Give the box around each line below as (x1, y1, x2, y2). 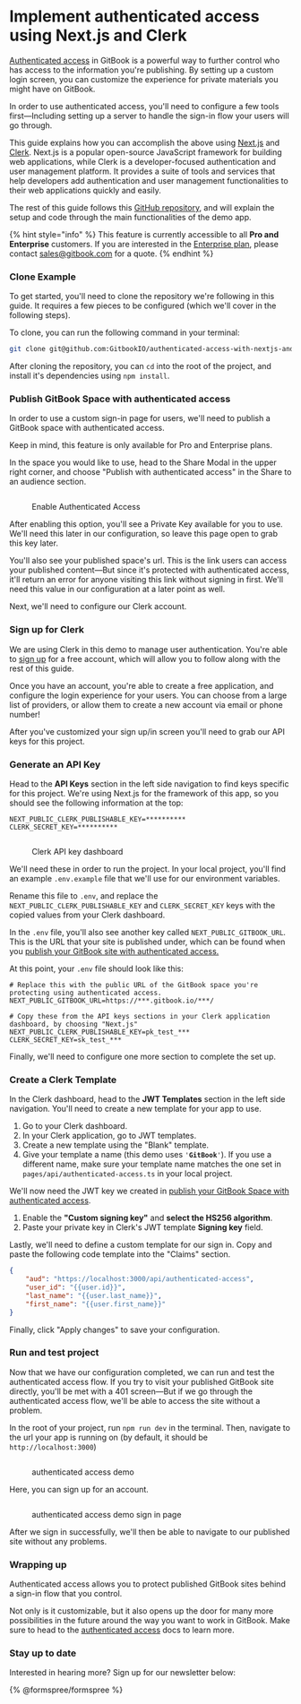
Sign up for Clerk (9, 624, 85, 636)
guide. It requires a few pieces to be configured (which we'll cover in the (9, 300, 277, 311)
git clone (9, 345, 47, 354)
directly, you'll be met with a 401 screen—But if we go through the (9, 1386, 254, 1397)
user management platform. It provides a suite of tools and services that (9, 166, 276, 176)
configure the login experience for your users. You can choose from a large (9, 690, 288, 701)
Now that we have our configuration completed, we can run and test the (9, 1366, 275, 1377)
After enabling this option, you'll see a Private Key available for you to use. (9, 519, 284, 529)
